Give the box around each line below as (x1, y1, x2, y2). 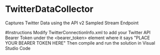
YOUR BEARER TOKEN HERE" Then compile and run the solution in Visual (5, 40, 155, 46)
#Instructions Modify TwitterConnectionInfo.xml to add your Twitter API (5, 29, 151, 35)
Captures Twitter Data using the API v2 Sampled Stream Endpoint (5, 20, 139, 26)
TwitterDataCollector (5, 3, 94, 15)
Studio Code (5, 45, 31, 51)
